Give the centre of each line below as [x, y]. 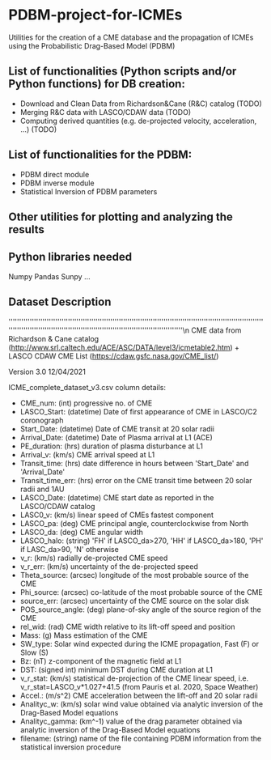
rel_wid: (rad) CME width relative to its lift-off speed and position [127, 626]
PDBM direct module [55, 174]
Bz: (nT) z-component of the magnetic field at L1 [101, 660]
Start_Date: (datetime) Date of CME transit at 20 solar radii [117, 429]
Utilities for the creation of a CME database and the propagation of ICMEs [131, 37]
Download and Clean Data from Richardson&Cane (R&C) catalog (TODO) [141, 104]
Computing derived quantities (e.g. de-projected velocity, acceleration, [138, 121]
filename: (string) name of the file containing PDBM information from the [140, 738]
